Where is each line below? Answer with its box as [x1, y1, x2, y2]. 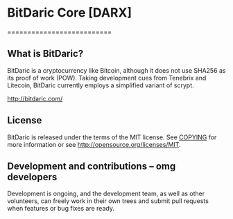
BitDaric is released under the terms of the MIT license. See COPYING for [7, 133, 217, 141]
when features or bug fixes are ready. [7, 204, 114, 213]
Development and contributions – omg [7, 160, 176, 172]
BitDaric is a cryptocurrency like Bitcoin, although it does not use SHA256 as [7, 66, 227, 74]
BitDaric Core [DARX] [7, 5, 132, 21]
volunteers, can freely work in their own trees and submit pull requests [7, 197, 209, 205]
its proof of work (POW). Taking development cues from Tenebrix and [7, 73, 207, 82]
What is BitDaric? [7, 48, 84, 60]
